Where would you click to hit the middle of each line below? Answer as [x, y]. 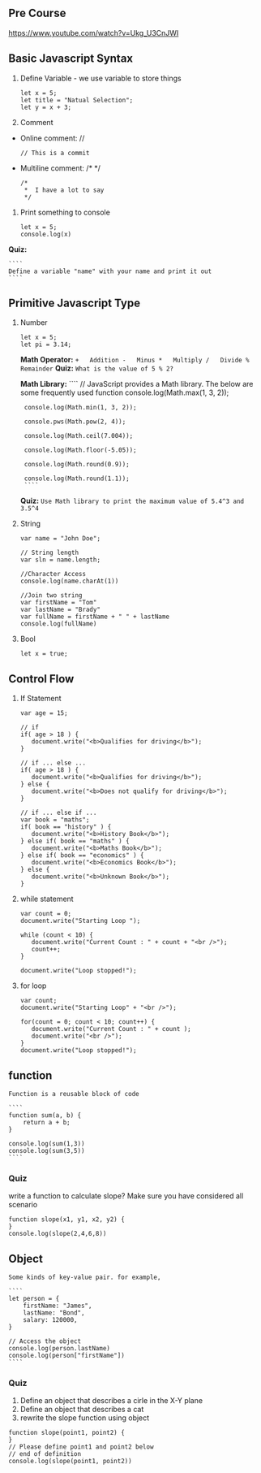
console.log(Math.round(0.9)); [77, 465]
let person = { [34, 1299]
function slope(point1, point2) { [67, 1433]
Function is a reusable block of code [74, 1094]
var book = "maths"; [55, 820]
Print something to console [65, 212]
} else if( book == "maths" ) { [75, 841]
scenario [23, 1205]
